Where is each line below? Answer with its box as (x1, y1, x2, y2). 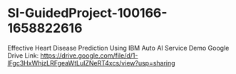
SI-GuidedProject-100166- (7, 5, 168, 21)
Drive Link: (7, 51, 39, 60)
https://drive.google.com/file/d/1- (40, 51, 138, 60)
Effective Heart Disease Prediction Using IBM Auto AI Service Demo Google (7, 43, 230, 52)
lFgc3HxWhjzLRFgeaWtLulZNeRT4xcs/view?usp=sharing (7, 58, 176, 67)
